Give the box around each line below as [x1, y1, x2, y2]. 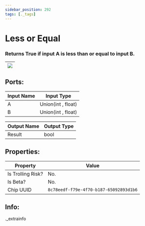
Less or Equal [5, 33, 61, 44]
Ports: [5, 78, 24, 86]
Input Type [45, 92, 72, 99]
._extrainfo [5, 216, 26, 222]
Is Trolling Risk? [7, 170, 43, 177]
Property [14, 162, 36, 169]
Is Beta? [7, 178, 26, 185]
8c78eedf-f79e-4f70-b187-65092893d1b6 [48, 187, 138, 192]
